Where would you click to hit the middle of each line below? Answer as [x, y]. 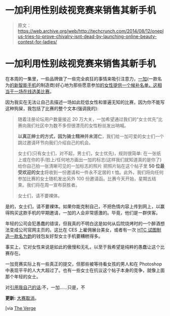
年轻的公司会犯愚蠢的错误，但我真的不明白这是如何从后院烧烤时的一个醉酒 [83, 223]
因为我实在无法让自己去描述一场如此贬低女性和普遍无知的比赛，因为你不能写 [85, 102]
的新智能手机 [23, 85]
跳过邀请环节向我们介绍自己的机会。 [55, 143]
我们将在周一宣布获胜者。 [53, 185]
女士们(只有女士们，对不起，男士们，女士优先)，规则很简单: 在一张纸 [89, 153]
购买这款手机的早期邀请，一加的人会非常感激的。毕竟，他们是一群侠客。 [85, 212]
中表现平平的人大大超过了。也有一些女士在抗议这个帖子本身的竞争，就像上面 [85, 270]
